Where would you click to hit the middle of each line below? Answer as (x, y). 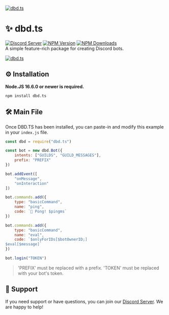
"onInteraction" (32, 183)
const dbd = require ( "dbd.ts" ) (38, 141)
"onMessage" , (28, 179)
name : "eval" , (29, 235)
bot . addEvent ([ (21, 174)
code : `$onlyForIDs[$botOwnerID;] (51, 240)
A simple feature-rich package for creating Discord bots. (64, 48)
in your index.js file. (27, 132)
